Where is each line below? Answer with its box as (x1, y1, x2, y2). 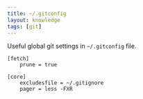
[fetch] (7, 55, 30, 62)
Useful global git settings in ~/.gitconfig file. (7, 42, 137, 51)
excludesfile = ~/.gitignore (19, 80, 104, 87)
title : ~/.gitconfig (7, 10, 67, 17)
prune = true (19, 62, 58, 69)
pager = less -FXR (19, 86, 73, 93)
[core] (7, 73, 26, 80)
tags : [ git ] (7, 23, 42, 30)
